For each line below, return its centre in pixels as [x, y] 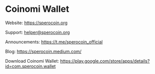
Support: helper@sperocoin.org [38, 32]
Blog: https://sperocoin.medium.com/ [43, 51]
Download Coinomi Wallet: [32, 61]
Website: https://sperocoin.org [37, 23]
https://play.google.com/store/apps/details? [105, 61]
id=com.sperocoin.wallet [31, 66]
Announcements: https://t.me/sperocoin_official [54, 42]
